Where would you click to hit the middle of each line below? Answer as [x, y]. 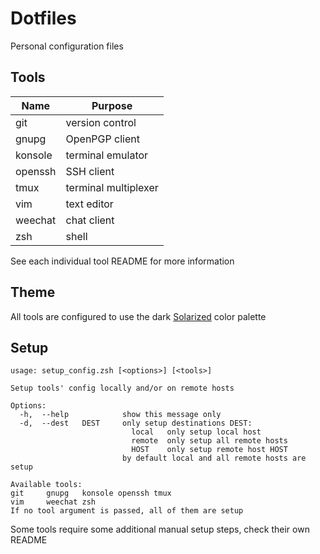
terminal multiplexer [112, 187]
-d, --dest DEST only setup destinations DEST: [136, 423]
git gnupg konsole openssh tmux [91, 493]
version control [101, 122]
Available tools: [46, 485]
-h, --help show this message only [120, 415]
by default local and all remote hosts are [214, 458]
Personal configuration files [67, 46]
